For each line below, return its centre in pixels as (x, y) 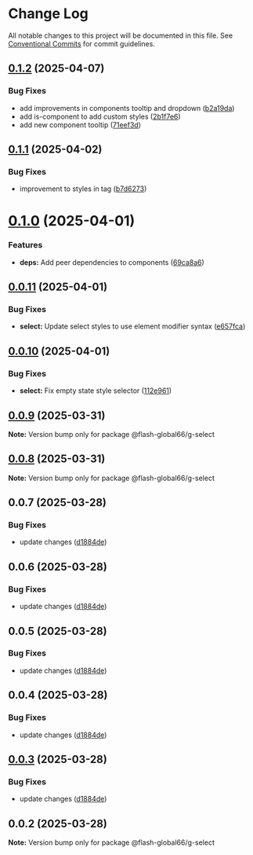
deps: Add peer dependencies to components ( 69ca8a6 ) (112, 262)
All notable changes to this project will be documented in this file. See (121, 35)
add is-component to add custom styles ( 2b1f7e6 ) (100, 116)
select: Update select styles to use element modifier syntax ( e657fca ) (132, 326)
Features (25, 245)
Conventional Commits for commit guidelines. (81, 43)
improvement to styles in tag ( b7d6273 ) (83, 189)
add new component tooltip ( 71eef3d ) (80, 125)
